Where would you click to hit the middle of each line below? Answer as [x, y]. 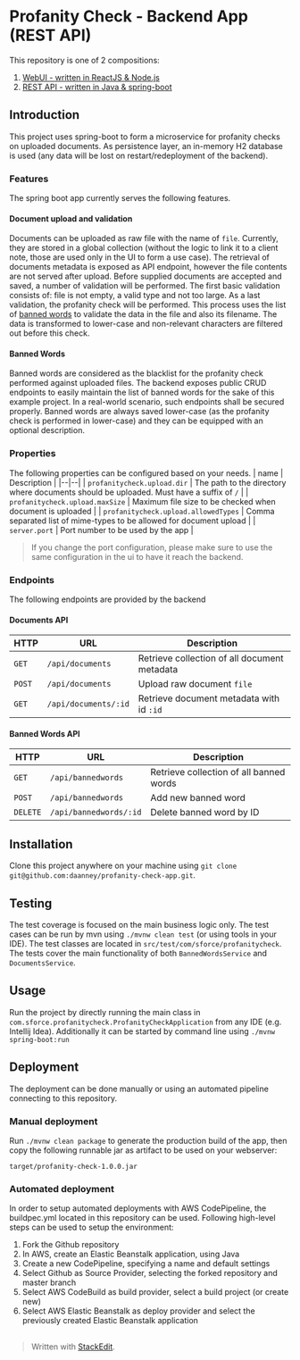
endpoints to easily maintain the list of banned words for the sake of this [142, 392]
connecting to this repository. [63, 1098]
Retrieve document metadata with [209, 698]
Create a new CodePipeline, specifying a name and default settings [146, 1264]
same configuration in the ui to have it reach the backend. [137, 556]
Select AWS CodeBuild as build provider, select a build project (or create [155, 1292]
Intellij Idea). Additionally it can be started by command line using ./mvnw [142, 1031]
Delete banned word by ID [205, 813]
